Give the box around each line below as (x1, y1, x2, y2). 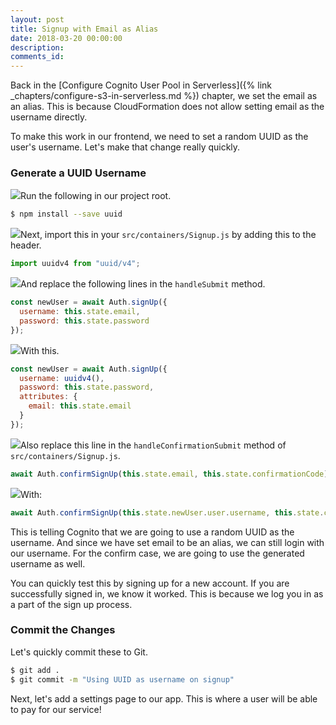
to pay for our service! (10, 703, 102, 715)
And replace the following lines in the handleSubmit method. (20, 278, 266, 290)
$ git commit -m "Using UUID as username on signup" (10, 674, 235, 685)
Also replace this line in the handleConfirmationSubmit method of (20, 439, 287, 451)
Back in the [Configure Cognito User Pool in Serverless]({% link (10, 79, 272, 91)
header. (10, 239, 42, 251)
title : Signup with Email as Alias (10, 24, 159, 34)
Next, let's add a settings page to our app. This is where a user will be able (10, 692, 318, 705)
